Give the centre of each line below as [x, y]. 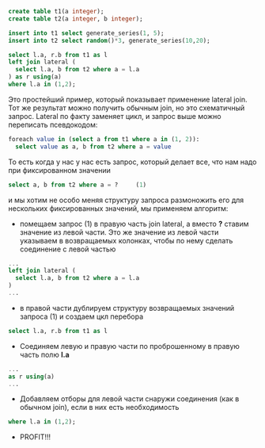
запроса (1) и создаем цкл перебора [81, 316]
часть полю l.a [44, 354]
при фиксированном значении [59, 170]
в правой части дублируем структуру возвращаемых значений [127, 308]
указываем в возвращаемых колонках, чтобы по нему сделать [126, 240]
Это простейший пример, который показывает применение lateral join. [128, 99]
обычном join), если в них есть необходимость [99, 408]
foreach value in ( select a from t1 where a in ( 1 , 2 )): [104, 139]
